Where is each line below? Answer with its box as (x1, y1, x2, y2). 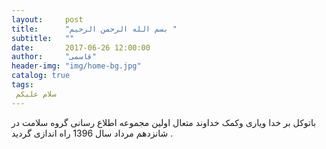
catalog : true (11, 71, 71, 81)
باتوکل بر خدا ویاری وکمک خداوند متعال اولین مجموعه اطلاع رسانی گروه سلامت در (11, 116, 317, 128)
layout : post (11, 14, 84, 25)
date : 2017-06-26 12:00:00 (11, 42, 151, 53)
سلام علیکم (15, 89, 57, 99)
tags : (11, 80, 34, 90)
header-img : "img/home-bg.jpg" (11, 61, 142, 71)
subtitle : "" (11, 33, 75, 43)
